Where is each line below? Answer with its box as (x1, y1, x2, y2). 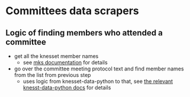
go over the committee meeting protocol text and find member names (14, 65, 184, 72)
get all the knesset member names (14, 53, 99, 60)
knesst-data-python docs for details (22, 84, 111, 91)
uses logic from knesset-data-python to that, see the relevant (22, 78, 173, 85)
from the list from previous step (14, 72, 91, 78)
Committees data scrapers (5, 4, 140, 18)
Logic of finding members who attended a (5, 28, 163, 38)
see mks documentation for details (22, 59, 108, 66)
